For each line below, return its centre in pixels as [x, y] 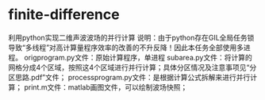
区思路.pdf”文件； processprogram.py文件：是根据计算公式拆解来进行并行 [129, 77]
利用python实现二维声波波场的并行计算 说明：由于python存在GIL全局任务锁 [131, 37]
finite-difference [64, 15]
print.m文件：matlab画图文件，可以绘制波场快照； [106, 87]
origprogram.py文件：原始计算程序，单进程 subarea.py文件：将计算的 [138, 57]
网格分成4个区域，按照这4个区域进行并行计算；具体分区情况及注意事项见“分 [132, 67]
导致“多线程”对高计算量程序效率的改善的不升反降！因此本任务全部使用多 [126, 47]
